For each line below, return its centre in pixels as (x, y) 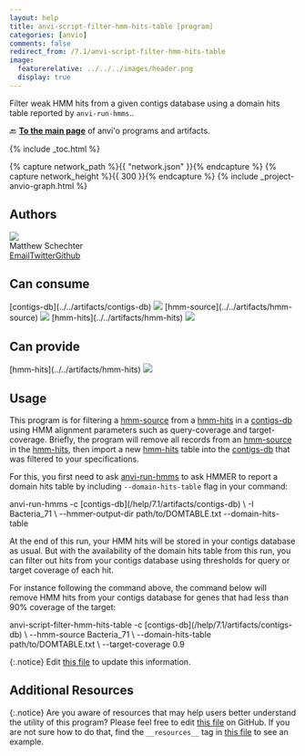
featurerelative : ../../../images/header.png (106, 69)
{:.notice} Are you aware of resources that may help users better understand (153, 712)
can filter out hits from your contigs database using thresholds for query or (150, 560)
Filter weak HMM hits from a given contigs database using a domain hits (145, 103)
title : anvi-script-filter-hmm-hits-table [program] (112, 26)
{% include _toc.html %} (55, 149)
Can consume (50, 284)
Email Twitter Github (45, 255)
